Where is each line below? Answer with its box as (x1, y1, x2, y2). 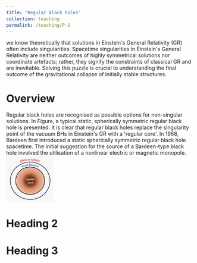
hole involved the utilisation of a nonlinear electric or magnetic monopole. (6, 149, 186, 156)
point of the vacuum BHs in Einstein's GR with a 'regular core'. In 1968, (6, 130, 179, 137)
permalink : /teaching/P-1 (6, 22, 70, 28)
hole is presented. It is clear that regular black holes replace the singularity (6, 124, 189, 131)
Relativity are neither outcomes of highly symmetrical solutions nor (6, 52, 170, 59)
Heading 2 (6, 217, 58, 230)
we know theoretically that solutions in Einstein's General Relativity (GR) (6, 39, 183, 46)
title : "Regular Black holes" (6, 10, 82, 15)
